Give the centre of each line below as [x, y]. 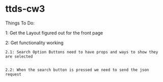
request [13, 74]
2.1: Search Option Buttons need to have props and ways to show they [82, 52]
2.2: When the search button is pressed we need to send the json [77, 70]
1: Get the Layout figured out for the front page [54, 33]
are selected [19, 57]
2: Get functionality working [34, 43]
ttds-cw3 [25, 9]
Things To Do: [20, 23]
